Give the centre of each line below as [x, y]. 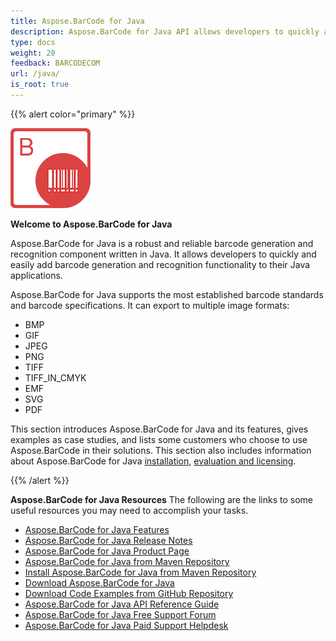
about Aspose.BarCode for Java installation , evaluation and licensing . [153, 461]
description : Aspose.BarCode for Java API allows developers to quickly [165, 31]
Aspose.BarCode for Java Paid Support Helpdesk [126, 625]
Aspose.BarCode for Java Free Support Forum [120, 614]
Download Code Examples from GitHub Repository [129, 593]
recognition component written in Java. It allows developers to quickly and [163, 254]
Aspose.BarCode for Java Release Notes [108, 540]
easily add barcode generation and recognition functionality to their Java [160, 264]
